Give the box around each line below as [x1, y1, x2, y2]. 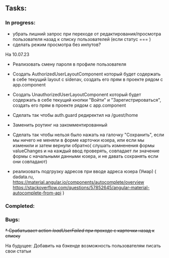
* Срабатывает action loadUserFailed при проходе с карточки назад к [5, 227, 155, 233]
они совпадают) [12, 158, 47, 164]
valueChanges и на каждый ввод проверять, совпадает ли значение [12, 148, 160, 154]
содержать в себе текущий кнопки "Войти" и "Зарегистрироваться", [12, 97, 161, 103]
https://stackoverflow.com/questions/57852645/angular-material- [12, 184, 150, 190]
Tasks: [5, 4, 27, 13]
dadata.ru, [12, 174, 34, 180]
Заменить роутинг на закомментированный [12, 121, 107, 128]
